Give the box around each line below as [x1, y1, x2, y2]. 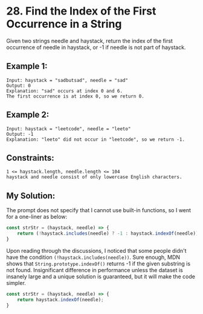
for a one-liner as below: [6, 213, 68, 221]
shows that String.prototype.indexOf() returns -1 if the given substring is [6, 259, 191, 267]
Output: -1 [6, 131, 34, 137]
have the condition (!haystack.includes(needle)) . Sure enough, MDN [6, 253, 180, 261]
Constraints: [6, 153, 54, 163]
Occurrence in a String [6, 17, 122, 31]
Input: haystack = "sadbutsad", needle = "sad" [6, 77, 129, 83]
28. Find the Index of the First [6, 4, 156, 18]
